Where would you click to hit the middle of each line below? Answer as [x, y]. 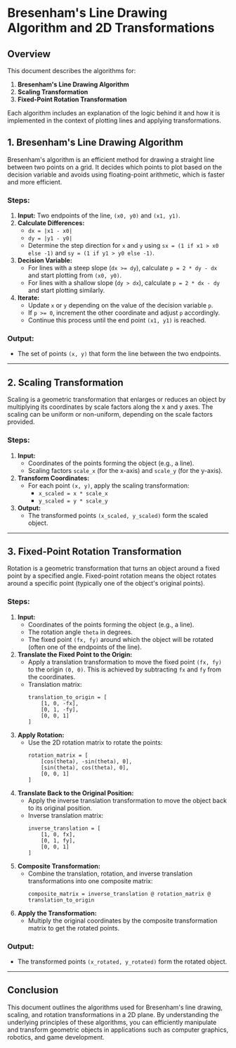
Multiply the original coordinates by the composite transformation [123, 921]
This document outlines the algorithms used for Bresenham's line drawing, [115, 1007]
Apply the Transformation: [57, 913]
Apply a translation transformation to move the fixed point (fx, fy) [125, 662]
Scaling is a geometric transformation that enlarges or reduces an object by [117, 400]
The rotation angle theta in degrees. [80, 632]
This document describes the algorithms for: [72, 71]
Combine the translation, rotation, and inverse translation [110, 873]
